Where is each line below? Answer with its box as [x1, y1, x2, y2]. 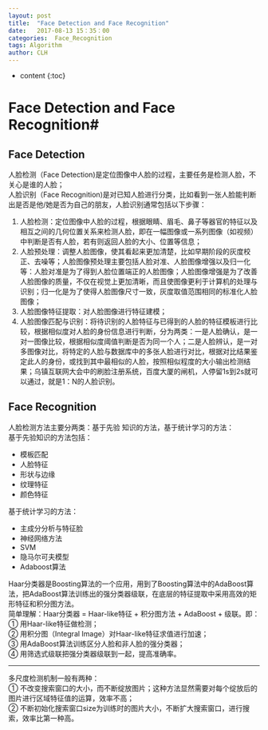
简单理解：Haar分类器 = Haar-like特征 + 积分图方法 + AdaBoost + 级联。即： [8, 608, 260, 618]
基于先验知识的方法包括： [8, 433, 93, 442]
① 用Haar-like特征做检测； [8, 619, 99, 628]
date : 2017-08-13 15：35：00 [8, 26, 110, 34]
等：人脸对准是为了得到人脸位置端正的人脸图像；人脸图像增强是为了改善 [19, 267, 258, 276]
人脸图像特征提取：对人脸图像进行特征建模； [19, 307, 167, 316]
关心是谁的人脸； [8, 180, 65, 189]
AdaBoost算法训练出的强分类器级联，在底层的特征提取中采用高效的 [29, 588, 250, 598]
